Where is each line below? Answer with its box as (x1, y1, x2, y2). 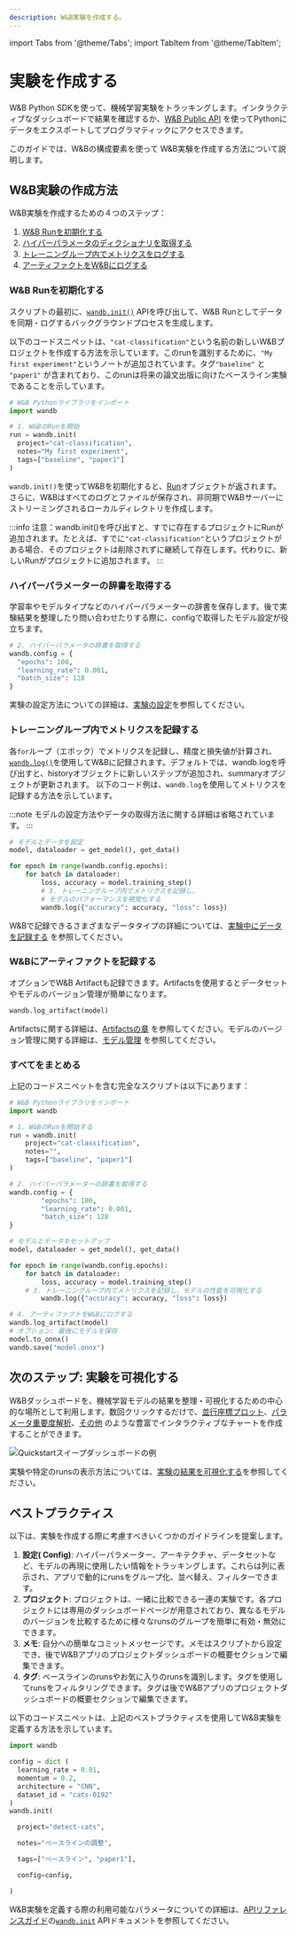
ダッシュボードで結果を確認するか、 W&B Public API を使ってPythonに (32, 113, 288, 124)
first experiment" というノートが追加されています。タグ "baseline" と (9, 358, 266, 369)
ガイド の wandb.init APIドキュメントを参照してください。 (24, 1914, 234, 1925)
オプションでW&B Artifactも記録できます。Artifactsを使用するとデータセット (9, 977, 288, 988)
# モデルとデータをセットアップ (9, 1237, 110, 1246)
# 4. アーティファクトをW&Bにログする (9, 1310, 133, 1319)
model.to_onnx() (9, 1335, 69, 1343)
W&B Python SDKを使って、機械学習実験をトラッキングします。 (9, 102, 242, 113)
